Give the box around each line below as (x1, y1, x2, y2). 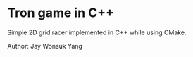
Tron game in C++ (7, 5, 115, 21)
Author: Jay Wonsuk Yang (7, 42, 83, 50)
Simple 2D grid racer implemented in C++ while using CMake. (7, 28, 187, 37)
